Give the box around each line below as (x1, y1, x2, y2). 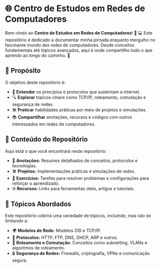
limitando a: (5, 218, 29, 224)
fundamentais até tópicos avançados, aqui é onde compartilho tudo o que (5, 47, 153, 53)
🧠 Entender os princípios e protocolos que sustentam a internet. (12, 89, 141, 95)
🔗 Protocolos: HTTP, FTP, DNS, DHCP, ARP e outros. (12, 234, 118, 241)
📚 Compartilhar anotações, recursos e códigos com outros (12, 114, 132, 120)
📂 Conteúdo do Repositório (5, 135, 88, 143)
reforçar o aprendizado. (12, 180, 60, 186)
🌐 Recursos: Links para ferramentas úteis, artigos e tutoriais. (12, 185, 135, 191)
